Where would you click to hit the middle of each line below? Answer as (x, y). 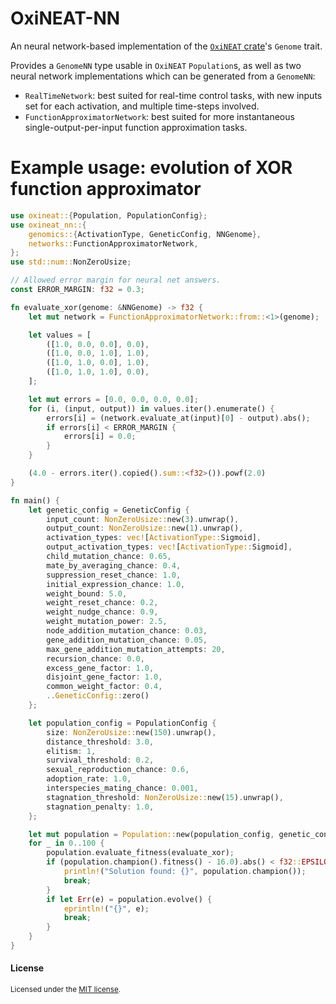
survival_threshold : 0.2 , (100, 760)
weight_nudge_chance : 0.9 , (102, 612)
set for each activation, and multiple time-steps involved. (142, 106)
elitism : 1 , (71, 751)
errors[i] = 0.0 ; (100, 437)
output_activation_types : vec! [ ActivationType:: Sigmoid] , (169, 547)
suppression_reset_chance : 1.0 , (114, 575)
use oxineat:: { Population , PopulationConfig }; (109, 215)
